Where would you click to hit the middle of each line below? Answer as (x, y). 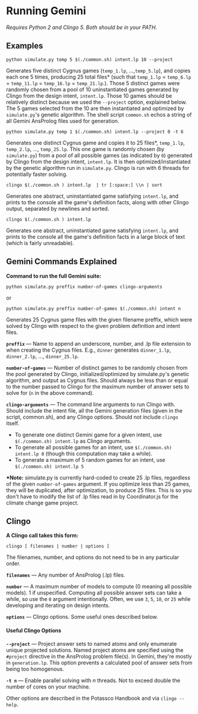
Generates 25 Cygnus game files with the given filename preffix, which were (99, 319)
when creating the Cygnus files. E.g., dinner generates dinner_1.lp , (89, 350)
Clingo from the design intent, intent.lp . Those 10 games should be (89, 95)
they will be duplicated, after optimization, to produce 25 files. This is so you (99, 490)
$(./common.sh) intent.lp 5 (49, 467)
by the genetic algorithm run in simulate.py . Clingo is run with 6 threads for (98, 168)
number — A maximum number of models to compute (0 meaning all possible (99, 587)
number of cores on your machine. (48, 686)
